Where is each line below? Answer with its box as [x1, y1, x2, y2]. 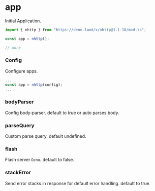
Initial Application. [5, 18, 41, 24]
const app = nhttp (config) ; [5, 82, 63, 87]
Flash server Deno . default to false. [5, 157, 75, 163]
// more [5, 45, 21, 50]
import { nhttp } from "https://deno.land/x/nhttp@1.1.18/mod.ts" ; [5, 27, 147, 32]
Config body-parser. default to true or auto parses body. [5, 110, 120, 115]
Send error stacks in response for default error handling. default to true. [5, 180, 151, 186]
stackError [5, 169, 31, 176]
